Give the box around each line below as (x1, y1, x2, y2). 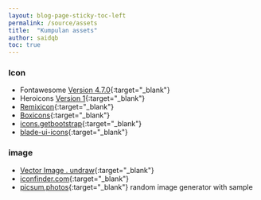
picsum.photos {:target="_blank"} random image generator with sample (19, 182, 253, 191)
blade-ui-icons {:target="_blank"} (19, 128, 129, 137)
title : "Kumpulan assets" (8, 26, 98, 34)
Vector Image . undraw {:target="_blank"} (19, 165, 154, 175)
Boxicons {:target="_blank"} (19, 110, 110, 120)
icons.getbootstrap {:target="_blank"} (19, 119, 142, 129)
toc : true (8, 41, 41, 49)
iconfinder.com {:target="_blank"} (19, 174, 130, 183)
